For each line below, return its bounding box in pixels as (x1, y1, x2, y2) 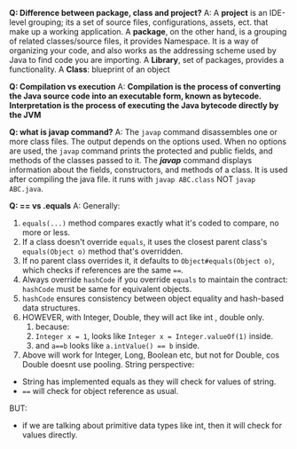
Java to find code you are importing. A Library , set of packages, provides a (9, 55, 285, 65)
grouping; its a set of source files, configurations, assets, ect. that (27, 17, 269, 28)
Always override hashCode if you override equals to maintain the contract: (21, 274, 288, 285)
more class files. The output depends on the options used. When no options (9, 137, 286, 146)
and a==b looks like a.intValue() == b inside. (35, 341, 200, 351)
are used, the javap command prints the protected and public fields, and (9, 146, 273, 156)
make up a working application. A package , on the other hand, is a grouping (9, 27, 287, 36)
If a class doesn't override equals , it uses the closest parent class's (21, 237, 268, 247)
